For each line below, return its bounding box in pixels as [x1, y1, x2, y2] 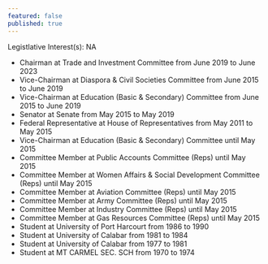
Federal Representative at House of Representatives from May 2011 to [19, 118, 253, 128]
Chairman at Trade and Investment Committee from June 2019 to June [19, 58, 256, 67]
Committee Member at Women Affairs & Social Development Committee [19, 170, 261, 180]
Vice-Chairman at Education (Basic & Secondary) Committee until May [19, 135, 256, 145]
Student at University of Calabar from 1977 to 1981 [19, 239, 188, 249]
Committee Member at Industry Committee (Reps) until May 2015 [19, 204, 237, 214]
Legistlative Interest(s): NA [7, 41, 97, 51]
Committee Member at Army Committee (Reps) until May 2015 [19, 196, 228, 206]
